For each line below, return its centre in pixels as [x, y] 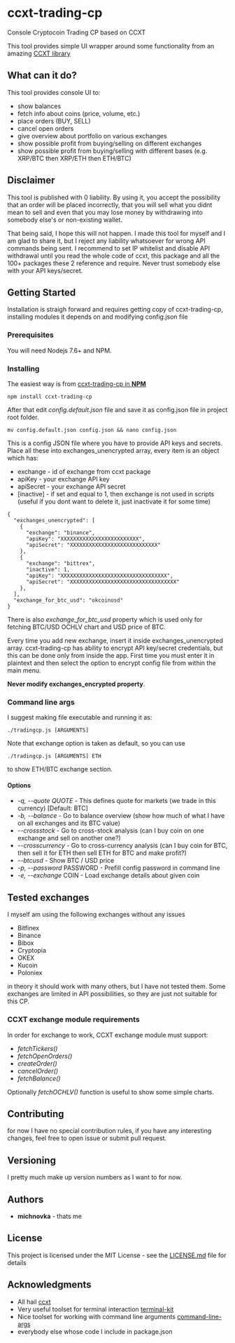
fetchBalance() [39, 1078]
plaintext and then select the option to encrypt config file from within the [112, 663]
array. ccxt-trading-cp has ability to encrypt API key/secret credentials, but [115, 648]
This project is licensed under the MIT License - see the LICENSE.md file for [117, 1255]
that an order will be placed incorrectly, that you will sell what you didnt [110, 204]
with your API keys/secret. [45, 270]
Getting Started [42, 292]
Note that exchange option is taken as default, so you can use [96, 743]
